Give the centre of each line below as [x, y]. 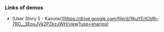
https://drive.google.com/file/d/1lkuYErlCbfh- [111, 19]
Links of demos [24, 8]
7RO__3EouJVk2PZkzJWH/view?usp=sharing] [60, 24]
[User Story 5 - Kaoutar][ [38, 19]
